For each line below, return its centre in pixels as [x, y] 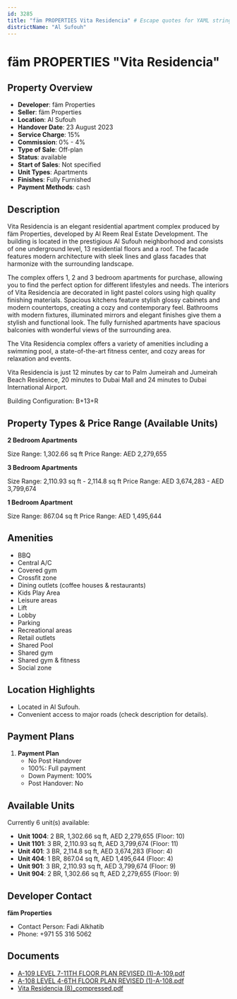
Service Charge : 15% [49, 135]
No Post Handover [55, 761]
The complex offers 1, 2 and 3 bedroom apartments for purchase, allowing [115, 278]
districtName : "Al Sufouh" [47, 27]
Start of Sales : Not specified [59, 165]
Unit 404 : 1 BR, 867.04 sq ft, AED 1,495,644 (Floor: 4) [96, 859]
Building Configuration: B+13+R [53, 401]
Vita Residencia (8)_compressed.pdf [70, 988]
